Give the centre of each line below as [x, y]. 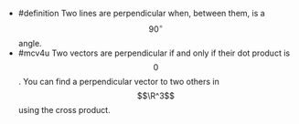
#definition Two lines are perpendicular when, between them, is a [141, 13]
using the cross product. [64, 109]
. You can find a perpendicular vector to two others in [118, 81]
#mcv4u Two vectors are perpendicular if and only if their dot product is [154, 53]
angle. [30, 43]
